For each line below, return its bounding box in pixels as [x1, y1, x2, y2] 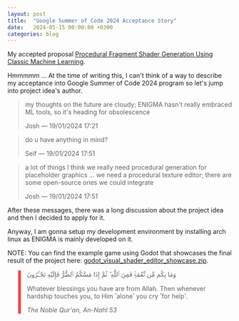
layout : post [7, 10, 46, 18]
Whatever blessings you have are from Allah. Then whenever [26, 285, 206, 293]
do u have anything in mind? [24, 136, 108, 144]
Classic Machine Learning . [7, 58, 86, 66]
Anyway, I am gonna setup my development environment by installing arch [7, 228, 226, 236]
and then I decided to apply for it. [7, 213, 106, 222]
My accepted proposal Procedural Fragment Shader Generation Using [7, 50, 213, 58]
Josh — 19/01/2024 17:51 [24, 192, 98, 200]
